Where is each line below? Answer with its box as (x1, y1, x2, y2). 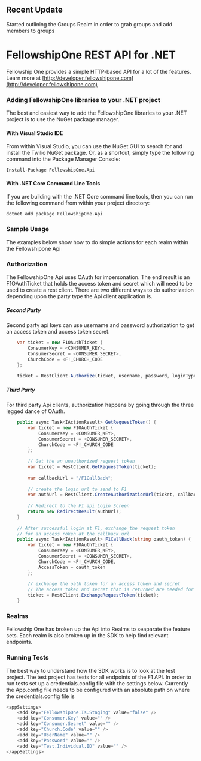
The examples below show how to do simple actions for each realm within (6, 238, 188, 245)
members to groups (6, 27, 55, 34)
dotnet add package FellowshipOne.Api (6, 211, 103, 217)
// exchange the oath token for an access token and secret (28, 581, 181, 587)
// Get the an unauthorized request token (28, 459, 135, 465)
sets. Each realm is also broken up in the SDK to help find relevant (6, 632, 169, 639)
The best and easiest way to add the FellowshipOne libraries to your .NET (6, 109, 187, 116)
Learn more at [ (6, 74, 45, 82)
